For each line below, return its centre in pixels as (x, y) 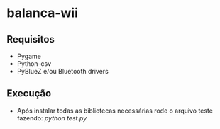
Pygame (29, 56)
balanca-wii (43, 13)
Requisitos (31, 39)
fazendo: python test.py (52, 118)
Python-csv (34, 64)
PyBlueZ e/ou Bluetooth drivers (63, 71)
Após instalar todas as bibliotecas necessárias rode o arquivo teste (115, 111)
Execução (29, 94)
